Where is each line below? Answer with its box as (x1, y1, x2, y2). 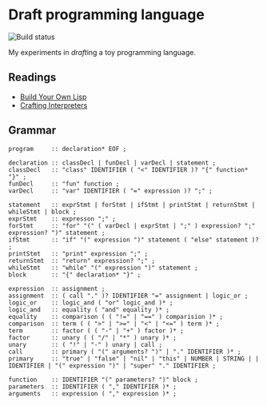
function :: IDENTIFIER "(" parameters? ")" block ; (8, 376, 198, 384)
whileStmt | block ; (8, 208, 78, 216)
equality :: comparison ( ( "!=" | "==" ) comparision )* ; (8, 312, 224, 320)
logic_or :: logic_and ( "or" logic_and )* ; (8, 298, 173, 307)
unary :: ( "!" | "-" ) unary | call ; (8, 340, 162, 348)
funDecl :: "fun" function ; (8, 180, 120, 188)
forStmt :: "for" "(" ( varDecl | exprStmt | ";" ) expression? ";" (8, 221, 256, 229)
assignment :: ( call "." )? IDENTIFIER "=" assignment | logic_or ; (8, 292, 249, 300)
